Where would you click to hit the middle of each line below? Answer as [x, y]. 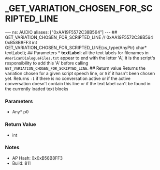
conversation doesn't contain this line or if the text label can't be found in [78, 83]
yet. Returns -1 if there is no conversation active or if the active [68, 78]
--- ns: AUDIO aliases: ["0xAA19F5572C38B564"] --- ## [61, 32]
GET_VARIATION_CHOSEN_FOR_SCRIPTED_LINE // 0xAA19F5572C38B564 [79, 37]
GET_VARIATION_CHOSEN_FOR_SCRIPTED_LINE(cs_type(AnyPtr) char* [76, 47]
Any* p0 [20, 112]
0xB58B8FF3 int [21, 42]
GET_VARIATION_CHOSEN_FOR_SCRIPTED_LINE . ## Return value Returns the [75, 68]
